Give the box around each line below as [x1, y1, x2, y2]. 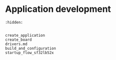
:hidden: [5, 20, 23, 25]
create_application [5, 33, 45, 38]
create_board [5, 37, 32, 42]
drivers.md [5, 41, 28, 47]
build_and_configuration [5, 46, 56, 51]
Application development [5, 3, 111, 15]
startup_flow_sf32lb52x [5, 50, 54, 55]
